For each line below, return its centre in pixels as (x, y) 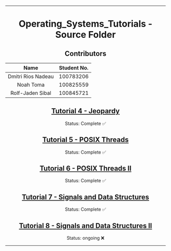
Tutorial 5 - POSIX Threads (85, 140)
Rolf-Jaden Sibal (31, 93)
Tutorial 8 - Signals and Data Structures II (85, 226)
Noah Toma (31, 85)
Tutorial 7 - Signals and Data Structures (85, 197)
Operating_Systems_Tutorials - (85, 24)
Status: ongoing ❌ (85, 238)
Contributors (85, 53)
